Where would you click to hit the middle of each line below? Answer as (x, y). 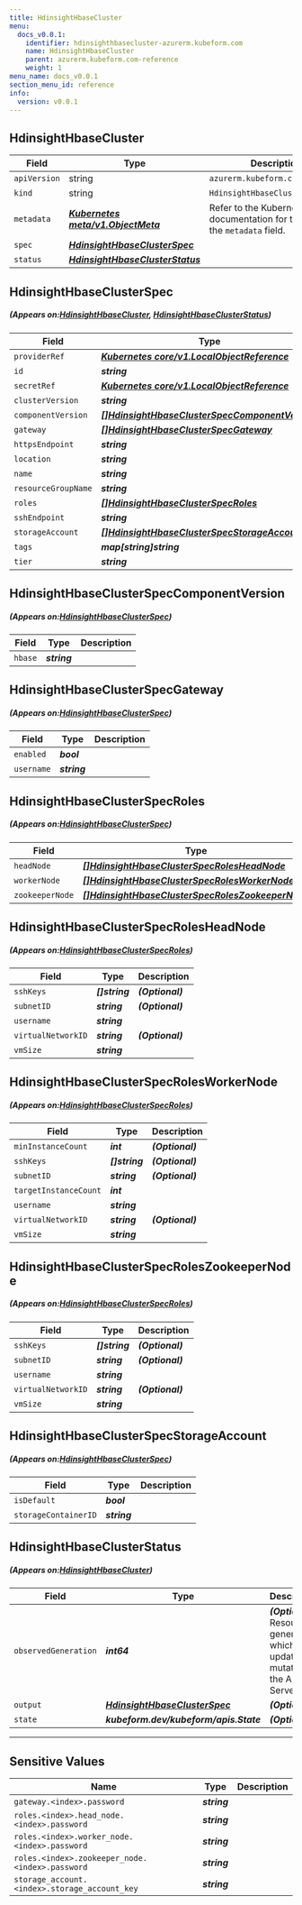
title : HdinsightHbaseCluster (66, 18)
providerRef (40, 356)
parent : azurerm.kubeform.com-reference (102, 60)
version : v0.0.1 (48, 101)
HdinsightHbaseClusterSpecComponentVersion (147, 593)
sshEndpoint (40, 517)
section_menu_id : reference (62, 85)
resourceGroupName (53, 488)
